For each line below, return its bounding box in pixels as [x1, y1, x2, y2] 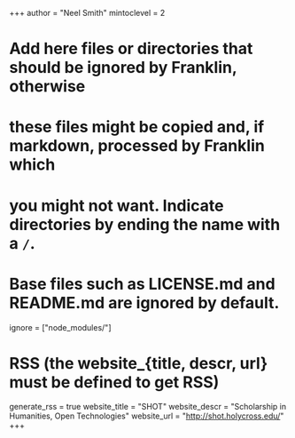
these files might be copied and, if [9, 117, 265, 137]
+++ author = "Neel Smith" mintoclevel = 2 [9, 8, 166, 18]
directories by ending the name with [9, 214, 281, 235]
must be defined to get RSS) [9, 372, 220, 392]
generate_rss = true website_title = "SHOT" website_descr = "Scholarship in [9, 402, 287, 412]
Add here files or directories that [9, 39, 253, 59]
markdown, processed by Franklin [9, 136, 266, 156]
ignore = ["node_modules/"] [9, 322, 112, 332]
